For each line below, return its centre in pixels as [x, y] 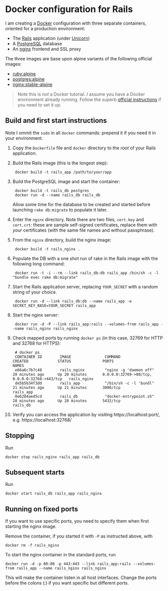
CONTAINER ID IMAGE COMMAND [68, 357]
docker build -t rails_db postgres [52, 190]
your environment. [24, 138]
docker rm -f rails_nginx [32, 546]
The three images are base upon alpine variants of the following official [79, 58]
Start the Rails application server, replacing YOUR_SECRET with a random [85, 286]
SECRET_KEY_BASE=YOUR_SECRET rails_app [54, 306]
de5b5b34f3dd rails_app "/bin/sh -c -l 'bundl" [85, 383]
